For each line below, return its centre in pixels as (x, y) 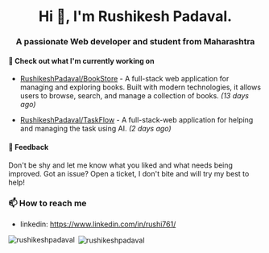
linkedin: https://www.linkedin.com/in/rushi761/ (98, 224)
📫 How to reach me (48, 203)
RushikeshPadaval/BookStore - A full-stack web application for (124, 79)
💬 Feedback (29, 147)
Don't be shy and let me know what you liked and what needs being (121, 165)
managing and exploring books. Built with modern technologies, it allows (141, 87)
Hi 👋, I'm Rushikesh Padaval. (135, 17)
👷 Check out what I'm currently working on (81, 60)
